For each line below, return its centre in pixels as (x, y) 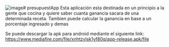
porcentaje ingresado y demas (37, 24)
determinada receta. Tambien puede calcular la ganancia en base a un (78, 18)
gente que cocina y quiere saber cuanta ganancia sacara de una (72, 13)
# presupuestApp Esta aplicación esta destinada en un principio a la (94, 8)
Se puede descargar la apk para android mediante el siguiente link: (75, 34)
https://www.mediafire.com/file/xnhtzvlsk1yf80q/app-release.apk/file (77, 39)
